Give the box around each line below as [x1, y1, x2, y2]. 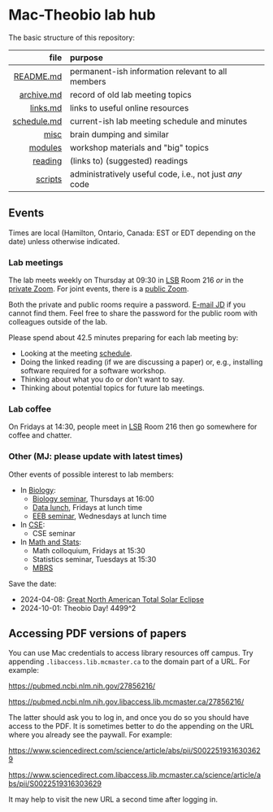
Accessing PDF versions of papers [8, 626, 187, 640]
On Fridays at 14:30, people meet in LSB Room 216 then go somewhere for [8, 421, 258, 432]
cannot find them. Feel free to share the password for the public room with [8, 308, 258, 318]
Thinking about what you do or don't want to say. [19, 374, 185, 384]
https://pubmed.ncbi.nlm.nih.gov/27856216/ [8, 681, 156, 691]
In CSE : [19, 519, 45, 530]
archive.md [19, 89, 63, 100]
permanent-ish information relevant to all [69, 65, 227, 76]
